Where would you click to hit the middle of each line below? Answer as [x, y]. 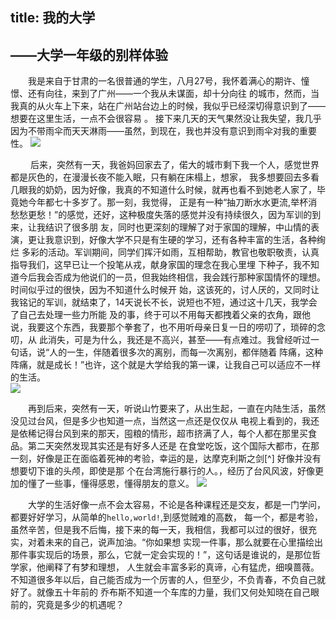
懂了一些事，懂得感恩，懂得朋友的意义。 [111, 484]
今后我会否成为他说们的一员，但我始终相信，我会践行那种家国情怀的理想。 [172, 277]
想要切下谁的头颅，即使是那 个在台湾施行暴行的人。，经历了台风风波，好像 [162, 471]
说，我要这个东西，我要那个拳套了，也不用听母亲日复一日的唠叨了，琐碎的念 [168, 327]
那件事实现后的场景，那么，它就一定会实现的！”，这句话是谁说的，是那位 [161, 555]
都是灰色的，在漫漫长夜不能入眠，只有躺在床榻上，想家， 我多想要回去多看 [165, 177]
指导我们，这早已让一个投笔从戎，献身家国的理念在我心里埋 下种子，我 [156, 265]
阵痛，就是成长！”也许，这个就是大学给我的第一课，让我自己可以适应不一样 [166, 365]
